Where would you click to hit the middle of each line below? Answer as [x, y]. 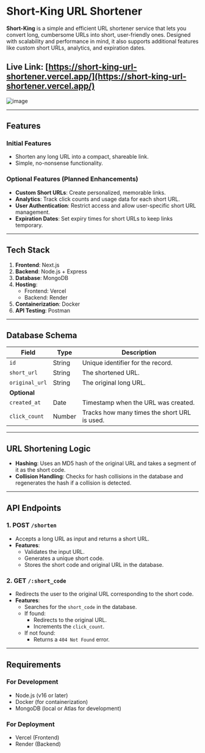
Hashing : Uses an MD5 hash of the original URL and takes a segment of [106, 463]
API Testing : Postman [43, 310]
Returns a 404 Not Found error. [71, 640]
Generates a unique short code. [64, 558]
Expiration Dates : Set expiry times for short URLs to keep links [94, 218]
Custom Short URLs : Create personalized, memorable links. [90, 192]
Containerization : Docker [48, 304]
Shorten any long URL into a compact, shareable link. [82, 157]
